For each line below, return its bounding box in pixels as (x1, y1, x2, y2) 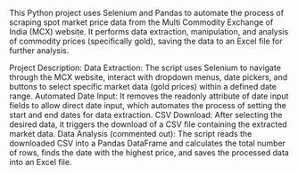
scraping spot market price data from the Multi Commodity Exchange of (9, 17, 274, 28)
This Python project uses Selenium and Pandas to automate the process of (9, 8, 284, 18)
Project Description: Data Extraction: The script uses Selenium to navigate (9, 62, 281, 73)
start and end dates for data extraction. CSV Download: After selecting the (9, 110, 283, 120)
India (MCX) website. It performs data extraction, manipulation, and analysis (9, 27, 289, 36)
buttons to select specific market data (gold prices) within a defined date (9, 82, 277, 91)
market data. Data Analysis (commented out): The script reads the (9, 129, 252, 138)
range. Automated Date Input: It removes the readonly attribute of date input (9, 91, 289, 101)
